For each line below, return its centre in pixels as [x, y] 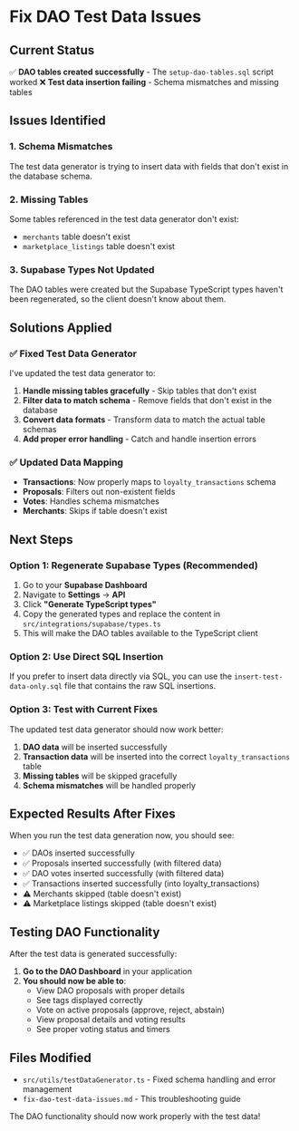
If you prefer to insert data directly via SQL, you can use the [121, 676]
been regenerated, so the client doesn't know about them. [118, 299]
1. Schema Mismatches [61, 147]
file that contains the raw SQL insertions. [140, 686]
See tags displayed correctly [89, 1000]
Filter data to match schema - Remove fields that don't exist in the [147, 400]
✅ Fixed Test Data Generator [73, 353]
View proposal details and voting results [111, 1020]
